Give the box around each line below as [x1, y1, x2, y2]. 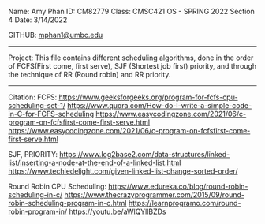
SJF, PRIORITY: [8, 150, 58, 159]
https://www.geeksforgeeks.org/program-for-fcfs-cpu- [58, 92, 238, 102]
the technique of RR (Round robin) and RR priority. [8, 70, 171, 79]
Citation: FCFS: [8, 92, 58, 102]
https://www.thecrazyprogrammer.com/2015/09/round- [64, 190, 244, 200]
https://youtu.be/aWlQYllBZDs [69, 207, 166, 216]
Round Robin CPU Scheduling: [8, 181, 107, 191]
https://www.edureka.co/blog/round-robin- [108, 181, 248, 191]
